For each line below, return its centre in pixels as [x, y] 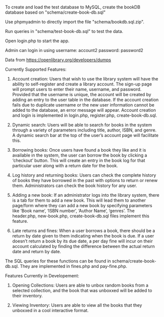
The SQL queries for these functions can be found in [58, 261]
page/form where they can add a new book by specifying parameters [82, 205]
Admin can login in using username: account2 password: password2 [74, 50]
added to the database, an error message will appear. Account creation [84, 110]
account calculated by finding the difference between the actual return [83, 246]
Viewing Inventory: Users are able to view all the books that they [77, 305]
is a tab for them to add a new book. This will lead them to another [79, 200]
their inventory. [27, 296]
